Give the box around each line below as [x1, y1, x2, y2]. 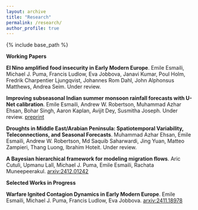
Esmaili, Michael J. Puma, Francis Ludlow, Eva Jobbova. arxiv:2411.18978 [6, 197, 183, 204]
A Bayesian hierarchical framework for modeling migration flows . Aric [6, 155, 181, 163]
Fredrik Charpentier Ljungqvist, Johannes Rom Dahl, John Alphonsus [6, 77, 174, 84]
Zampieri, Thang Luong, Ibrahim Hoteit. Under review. [6, 144, 137, 151]
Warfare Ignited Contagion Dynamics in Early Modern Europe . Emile [6, 190, 176, 198]
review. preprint [6, 114, 44, 121]
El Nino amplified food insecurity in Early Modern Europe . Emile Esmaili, [6, 64, 184, 72]
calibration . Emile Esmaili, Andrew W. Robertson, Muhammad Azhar [16, 101, 181, 108]
